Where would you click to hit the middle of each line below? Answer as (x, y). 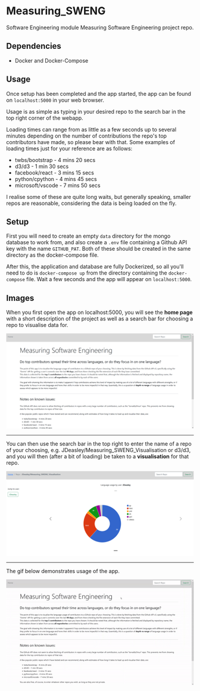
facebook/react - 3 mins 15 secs (54, 172)
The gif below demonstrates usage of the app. (63, 571)
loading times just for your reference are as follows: (69, 148)
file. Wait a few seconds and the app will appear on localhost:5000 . (109, 279)
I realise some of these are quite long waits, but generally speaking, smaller (99, 197)
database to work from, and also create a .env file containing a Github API (97, 242)
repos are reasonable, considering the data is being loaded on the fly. (91, 203)
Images (20, 298)
